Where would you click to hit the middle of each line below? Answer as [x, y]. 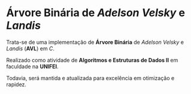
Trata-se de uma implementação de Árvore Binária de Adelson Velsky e [95, 42]
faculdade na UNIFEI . [32, 66]
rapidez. [16, 84]
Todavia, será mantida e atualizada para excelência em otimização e [90, 78]
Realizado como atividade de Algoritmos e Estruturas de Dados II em [92, 60]
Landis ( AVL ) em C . [31, 48]
